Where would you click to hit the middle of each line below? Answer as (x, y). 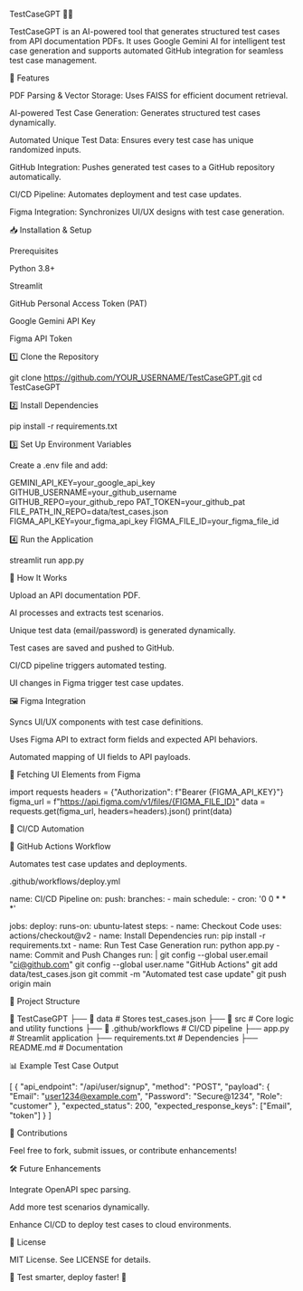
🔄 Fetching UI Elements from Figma (75, 774)
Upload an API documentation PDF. (75, 595)
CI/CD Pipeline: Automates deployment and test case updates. (126, 194)
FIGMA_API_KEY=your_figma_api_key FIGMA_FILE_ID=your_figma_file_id (144, 521)
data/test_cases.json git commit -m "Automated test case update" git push (148, 974)
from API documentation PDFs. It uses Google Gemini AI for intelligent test (147, 41)
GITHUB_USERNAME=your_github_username (93, 492)
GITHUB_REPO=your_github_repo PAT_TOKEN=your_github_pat (128, 502)
